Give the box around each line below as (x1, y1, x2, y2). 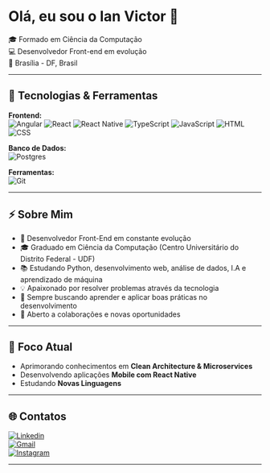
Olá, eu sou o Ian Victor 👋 (8, 7, 179, 26)
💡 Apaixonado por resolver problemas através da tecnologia (19, 283, 219, 293)
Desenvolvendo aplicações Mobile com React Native (19, 370, 197, 380)
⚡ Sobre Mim (8, 208, 74, 222)
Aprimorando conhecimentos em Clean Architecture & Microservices (19, 362, 253, 371)
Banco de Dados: (8, 143, 67, 152)
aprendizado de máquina (19, 274, 103, 284)
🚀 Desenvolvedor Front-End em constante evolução (19, 233, 191, 243)
